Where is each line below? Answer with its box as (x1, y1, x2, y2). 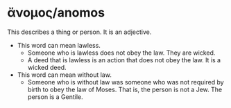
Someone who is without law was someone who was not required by (27, 78, 224, 86)
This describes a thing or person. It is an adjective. (7, 28, 152, 36)
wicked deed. (27, 63, 67, 71)
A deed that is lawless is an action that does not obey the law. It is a (27, 55, 221, 64)
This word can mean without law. (17, 71, 112, 79)
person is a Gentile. (27, 92, 83, 101)
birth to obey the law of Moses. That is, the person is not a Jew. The (27, 85, 223, 93)
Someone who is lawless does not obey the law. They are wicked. (27, 48, 216, 57)
